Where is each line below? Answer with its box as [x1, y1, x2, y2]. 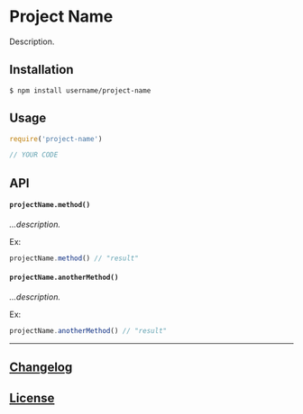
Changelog [9, 360, 73, 375]
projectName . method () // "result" [9, 254, 140, 263]
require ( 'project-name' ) [9, 134, 103, 143]
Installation [9, 62, 74, 77]
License [9, 390, 55, 406]
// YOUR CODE [9, 150, 59, 159]
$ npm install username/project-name [9, 85, 151, 95]
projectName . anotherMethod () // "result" [9, 326, 168, 335]
